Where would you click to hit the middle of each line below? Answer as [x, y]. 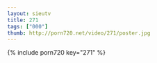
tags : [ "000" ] [28, 26]
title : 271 [23, 20]
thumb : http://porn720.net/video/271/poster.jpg [79, 33]
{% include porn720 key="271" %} [57, 53]
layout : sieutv [29, 13]
